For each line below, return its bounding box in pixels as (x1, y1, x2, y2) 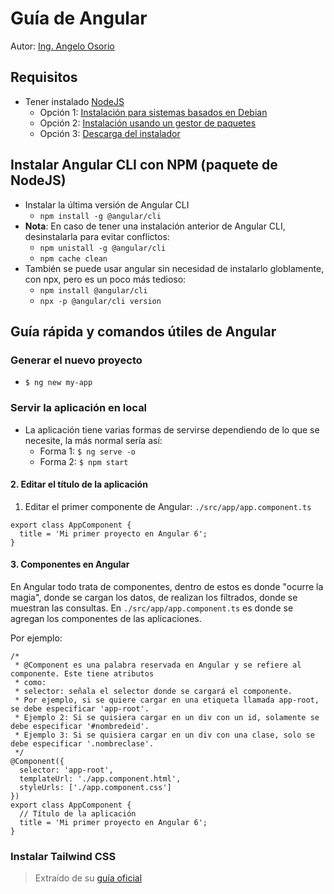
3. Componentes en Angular (10, 558, 130, 571)
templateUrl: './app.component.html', (19, 773, 182, 784)
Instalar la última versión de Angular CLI (24, 198, 190, 211)
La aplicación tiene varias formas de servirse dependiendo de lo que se (24, 423, 320, 436)
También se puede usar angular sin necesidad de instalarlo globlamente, (24, 262, 325, 274)
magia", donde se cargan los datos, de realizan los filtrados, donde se (10, 591, 298, 603)
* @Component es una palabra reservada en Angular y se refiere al (14, 660, 302, 670)
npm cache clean (39, 253, 108, 264)
